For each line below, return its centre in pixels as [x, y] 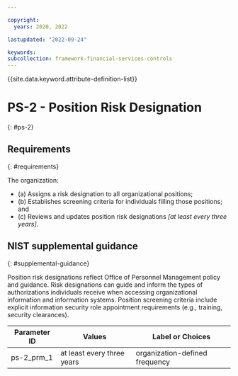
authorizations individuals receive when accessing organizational [102, 292]
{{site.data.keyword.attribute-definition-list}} [73, 79]
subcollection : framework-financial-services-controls [90, 59]
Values [95, 336]
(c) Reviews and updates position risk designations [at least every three [122, 216]
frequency [153, 362]
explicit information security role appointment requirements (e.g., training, [115, 307]
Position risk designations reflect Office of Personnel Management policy [114, 277]
